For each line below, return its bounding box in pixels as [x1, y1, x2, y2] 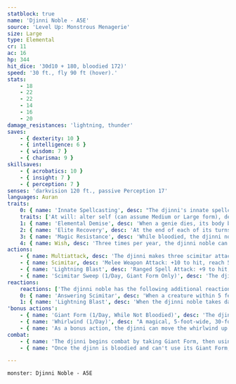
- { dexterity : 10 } [20, 135, 80, 142]
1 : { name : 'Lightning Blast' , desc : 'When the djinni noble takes [20, 299, 221, 306]
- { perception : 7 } [20, 180, 80, 187]
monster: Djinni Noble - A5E [7, 370, 93, 377]
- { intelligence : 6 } [20, 142, 86, 149]
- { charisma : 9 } [20, 154, 74, 162]
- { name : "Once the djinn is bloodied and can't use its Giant [20, 345, 212, 352]
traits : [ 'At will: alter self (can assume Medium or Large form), [20, 213, 221, 221]
